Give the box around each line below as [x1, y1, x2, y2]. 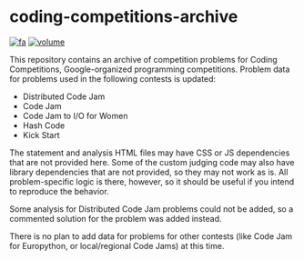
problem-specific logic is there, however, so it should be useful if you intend [9, 175, 295, 187]
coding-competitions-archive [9, 6, 238, 27]
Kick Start [22, 129, 60, 140]
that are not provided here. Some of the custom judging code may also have [9, 156, 295, 167]
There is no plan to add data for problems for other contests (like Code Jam [9, 230, 293, 242]
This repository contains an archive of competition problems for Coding [9, 54, 278, 65]
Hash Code [22, 120, 66, 131]
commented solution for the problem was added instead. [9, 213, 222, 224]
